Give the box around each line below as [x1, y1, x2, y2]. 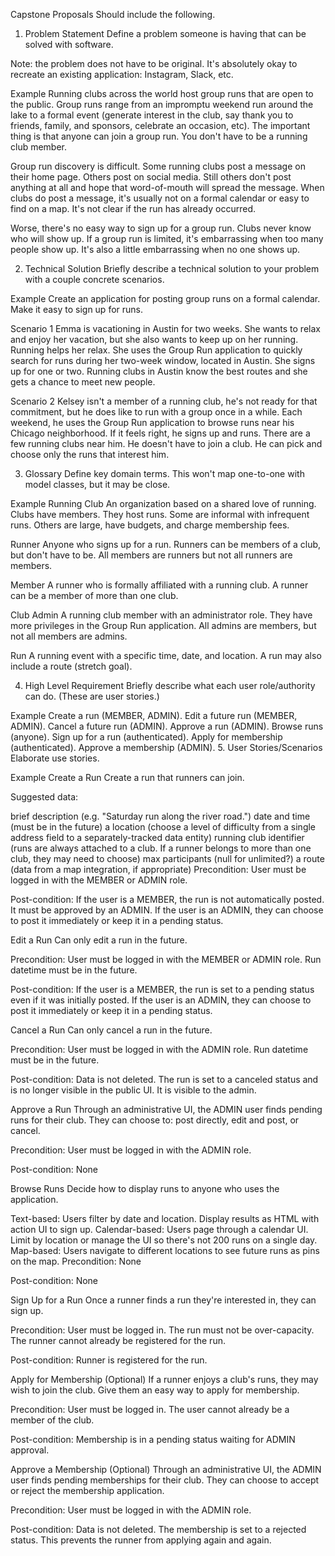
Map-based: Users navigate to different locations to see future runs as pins [10, 1245, 320, 1256]
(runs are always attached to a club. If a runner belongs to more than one [10, 842, 312, 854]
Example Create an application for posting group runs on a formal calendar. [10, 293, 321, 304]
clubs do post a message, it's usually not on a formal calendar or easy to [10, 192, 310, 204]
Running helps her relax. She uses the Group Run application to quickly [10, 344, 303, 356]
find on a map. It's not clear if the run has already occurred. [10, 203, 256, 214]
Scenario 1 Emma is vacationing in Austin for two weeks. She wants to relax [10, 323, 321, 334]
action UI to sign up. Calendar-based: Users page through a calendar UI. [10, 1224, 309, 1235]
